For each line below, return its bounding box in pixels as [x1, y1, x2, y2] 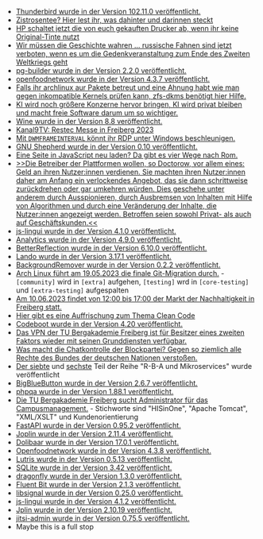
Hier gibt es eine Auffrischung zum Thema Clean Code [15, 311, 195, 320]
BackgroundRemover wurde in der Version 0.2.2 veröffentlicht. [15, 260, 221, 269]
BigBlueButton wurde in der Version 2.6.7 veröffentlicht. [15, 378, 199, 388]
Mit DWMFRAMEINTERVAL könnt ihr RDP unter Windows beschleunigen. [15, 134, 236, 142]
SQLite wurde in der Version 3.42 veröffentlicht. [15, 463, 172, 472]
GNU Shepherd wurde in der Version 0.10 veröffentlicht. [15, 142, 198, 151]
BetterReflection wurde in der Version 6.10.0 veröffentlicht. [15, 243, 207, 253]
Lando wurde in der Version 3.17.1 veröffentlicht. [15, 252, 172, 261]
